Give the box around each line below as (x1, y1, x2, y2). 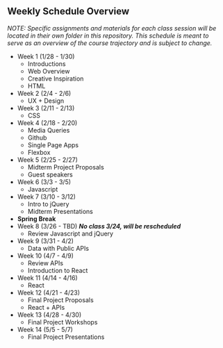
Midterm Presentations (27, 207, 94, 215)
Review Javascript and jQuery (27, 229, 113, 238)
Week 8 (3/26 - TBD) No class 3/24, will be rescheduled (17, 222, 181, 230)
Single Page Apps (27, 140, 79, 149)
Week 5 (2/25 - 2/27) (17, 156, 79, 164)
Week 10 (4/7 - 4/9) (17, 251, 74, 260)
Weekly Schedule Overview (7, 6, 130, 17)
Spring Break (17, 215, 56, 223)
